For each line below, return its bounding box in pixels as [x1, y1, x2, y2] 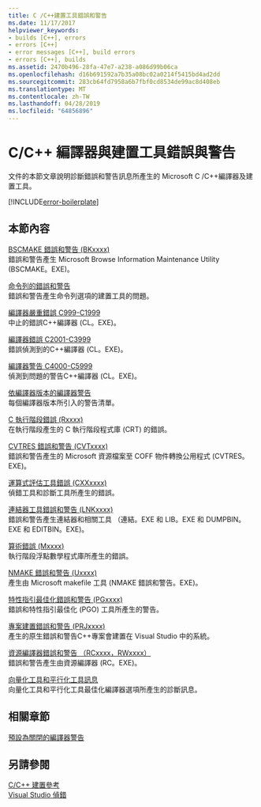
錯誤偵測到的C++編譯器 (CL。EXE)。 [8, 344, 128, 354]
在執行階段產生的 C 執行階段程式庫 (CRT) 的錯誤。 [8, 424, 172, 434]
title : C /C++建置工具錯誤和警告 [8, 11, 108, 20]
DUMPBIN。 [206, 514, 246, 524]
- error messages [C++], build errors [8, 48, 136, 56]
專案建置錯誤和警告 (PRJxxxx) [8, 621, 106, 631]
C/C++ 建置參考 [8, 780, 60, 790]
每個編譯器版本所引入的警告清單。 [8, 397, 119, 407]
